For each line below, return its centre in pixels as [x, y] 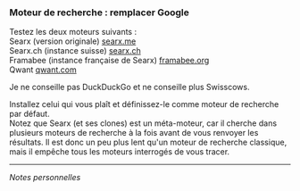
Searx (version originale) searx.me [73, 41]
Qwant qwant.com [43, 70]
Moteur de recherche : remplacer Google [100, 12]
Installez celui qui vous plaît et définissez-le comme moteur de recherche [144, 104]
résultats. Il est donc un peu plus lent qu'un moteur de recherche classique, [148, 142]
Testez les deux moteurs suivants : [73, 32]
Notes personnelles [45, 178]
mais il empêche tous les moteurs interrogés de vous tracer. [120, 152]
